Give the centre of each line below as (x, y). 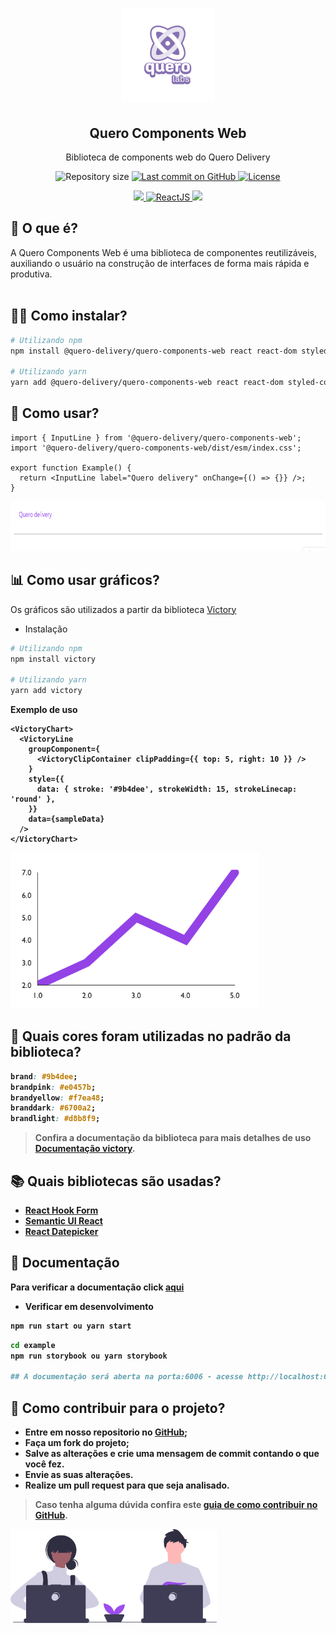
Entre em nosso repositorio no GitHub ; (106, 1432)
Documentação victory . (85, 1149)
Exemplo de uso (44, 709)
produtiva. (31, 274)
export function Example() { (71, 468)
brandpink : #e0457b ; (53, 1087)
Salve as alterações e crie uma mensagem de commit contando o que (172, 1453)
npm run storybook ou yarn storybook (89, 1356)
